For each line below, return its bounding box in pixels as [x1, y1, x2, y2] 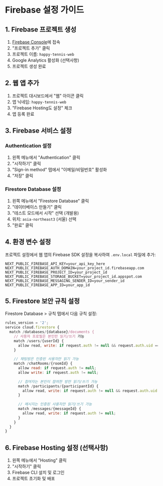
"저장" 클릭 [12, 173, 33, 178]
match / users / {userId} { [14, 338, 64, 343]
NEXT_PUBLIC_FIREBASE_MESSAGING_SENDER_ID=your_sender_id [5, 278, 125, 283]
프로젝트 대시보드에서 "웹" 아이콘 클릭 [12, 93, 84, 99]
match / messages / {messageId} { [17, 406, 81, 411]
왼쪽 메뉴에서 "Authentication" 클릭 [12, 154, 81, 160]
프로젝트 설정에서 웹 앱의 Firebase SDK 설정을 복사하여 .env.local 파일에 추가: [5, 251, 156, 258]
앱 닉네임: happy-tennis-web [12, 99, 66, 104]
